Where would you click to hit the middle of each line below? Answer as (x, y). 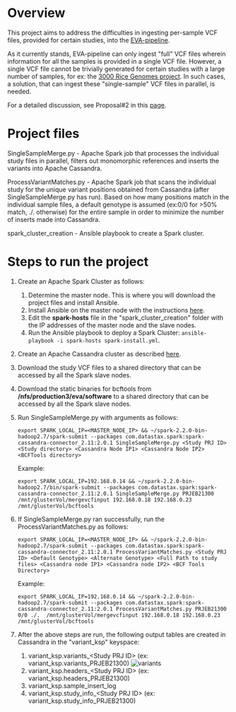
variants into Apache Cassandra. (55, 168)
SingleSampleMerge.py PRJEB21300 (165, 494)
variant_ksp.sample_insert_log (72, 685)
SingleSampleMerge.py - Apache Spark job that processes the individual (113, 153)
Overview (36, 13)
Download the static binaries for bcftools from (84, 389)
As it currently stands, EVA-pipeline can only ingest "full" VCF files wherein (117, 54)
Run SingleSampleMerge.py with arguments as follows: (98, 417)
